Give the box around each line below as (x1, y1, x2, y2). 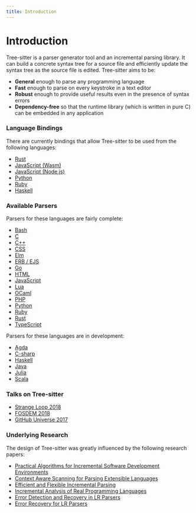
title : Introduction (6, 8, 57, 15)
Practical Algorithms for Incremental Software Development (14, 462, 160, 469)
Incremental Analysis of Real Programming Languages (14, 487, 147, 495)
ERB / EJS (14, 258, 40, 265)
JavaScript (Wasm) (14, 161, 61, 169)
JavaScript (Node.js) (14, 168, 65, 175)
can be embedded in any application (14, 109, 104, 116)
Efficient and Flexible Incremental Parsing (14, 481, 116, 488)
